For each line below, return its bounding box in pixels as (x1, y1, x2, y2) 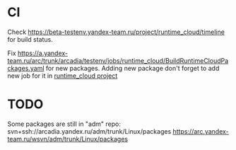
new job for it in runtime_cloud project (7, 71, 118, 80)
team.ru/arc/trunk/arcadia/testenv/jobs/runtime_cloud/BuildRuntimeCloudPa (7, 56, 229, 64)
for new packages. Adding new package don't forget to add (45, 64, 220, 72)
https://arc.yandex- (172, 127, 230, 135)
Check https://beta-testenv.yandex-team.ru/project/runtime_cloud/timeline (7, 28, 225, 36)
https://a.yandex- (17, 49, 69, 57)
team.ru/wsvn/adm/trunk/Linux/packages (7, 134, 129, 143)
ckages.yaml (7, 64, 45, 72)
